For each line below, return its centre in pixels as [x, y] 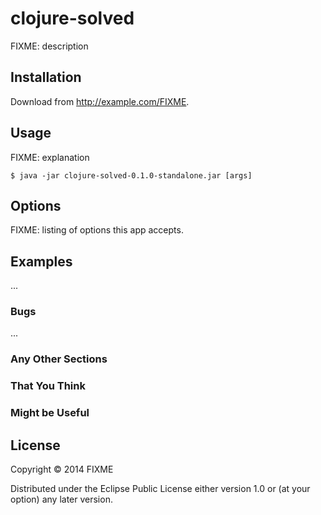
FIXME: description [49, 46]
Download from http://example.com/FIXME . [100, 101]
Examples [41, 261]
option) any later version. [61, 499]
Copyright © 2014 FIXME [62, 469]
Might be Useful [50, 413]
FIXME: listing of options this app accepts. [97, 230]
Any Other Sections [59, 359]
